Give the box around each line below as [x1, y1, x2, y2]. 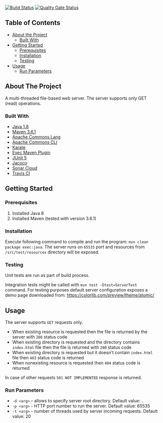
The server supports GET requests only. [5, 319, 84, 325]
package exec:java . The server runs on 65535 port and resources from [5, 244, 145, 250]
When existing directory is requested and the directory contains [12, 339, 140, 345]
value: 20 [12, 413, 31, 420]
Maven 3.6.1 [12, 128, 36, 134]
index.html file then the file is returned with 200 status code [12, 344, 132, 350]
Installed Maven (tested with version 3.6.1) [12, 215, 96, 221]
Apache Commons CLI [12, 139, 57, 145]
